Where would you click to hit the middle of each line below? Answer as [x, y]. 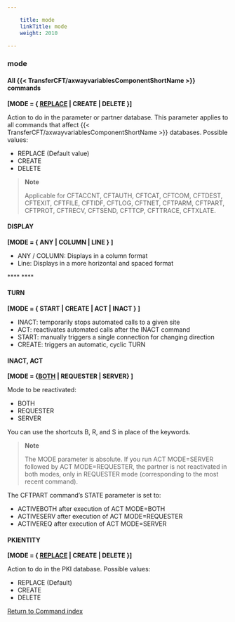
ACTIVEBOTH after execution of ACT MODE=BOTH [91, 509]
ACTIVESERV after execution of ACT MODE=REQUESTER [100, 517]
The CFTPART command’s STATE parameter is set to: [84, 495]
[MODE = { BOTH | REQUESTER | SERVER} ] [70, 376]
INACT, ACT [25, 361]
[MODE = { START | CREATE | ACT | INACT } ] [74, 308]
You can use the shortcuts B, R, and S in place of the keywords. [99, 432]
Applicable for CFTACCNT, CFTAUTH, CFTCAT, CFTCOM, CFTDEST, [123, 195]
